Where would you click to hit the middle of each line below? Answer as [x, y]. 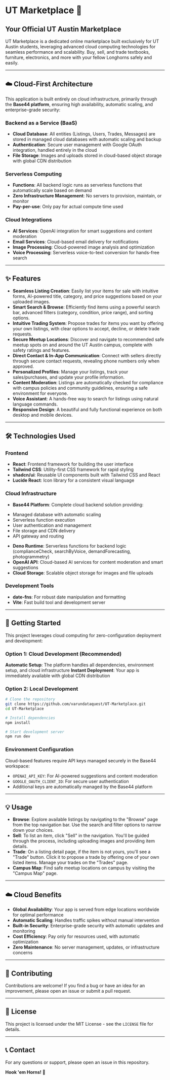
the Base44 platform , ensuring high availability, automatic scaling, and [79, 104]
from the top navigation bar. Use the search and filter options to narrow [87, 825]
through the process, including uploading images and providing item [84, 841]
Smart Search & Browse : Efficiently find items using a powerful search [86, 307]
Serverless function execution [44, 520]
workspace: [17, 766]
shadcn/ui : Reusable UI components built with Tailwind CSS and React [86, 475]
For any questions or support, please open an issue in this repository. [77, 1062]
